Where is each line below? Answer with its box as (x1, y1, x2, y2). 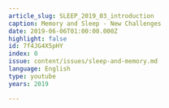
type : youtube (8, 72, 57, 80)
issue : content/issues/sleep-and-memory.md (8, 58, 158, 66)
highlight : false (8, 34, 67, 43)
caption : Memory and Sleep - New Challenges (8, 19, 162, 28)
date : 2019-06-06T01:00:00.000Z (8, 27, 118, 35)
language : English (8, 65, 71, 73)
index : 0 (8, 50, 38, 58)
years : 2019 (8, 80, 49, 88)
